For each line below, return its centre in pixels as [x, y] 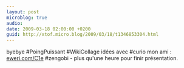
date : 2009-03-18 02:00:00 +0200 [49, 29]
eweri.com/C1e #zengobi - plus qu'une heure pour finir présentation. [92, 58]
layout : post [23, 12]
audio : [15, 23]
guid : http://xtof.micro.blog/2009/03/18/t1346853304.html [83, 35]
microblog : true [27, 18]
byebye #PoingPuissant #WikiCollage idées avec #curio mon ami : [89, 52]
